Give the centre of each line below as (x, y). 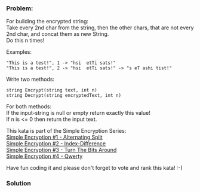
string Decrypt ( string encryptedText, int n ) (64, 96)
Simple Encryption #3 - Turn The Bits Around (61, 150)
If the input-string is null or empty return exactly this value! (78, 113)
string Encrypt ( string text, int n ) (52, 90)
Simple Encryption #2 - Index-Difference (56, 144)
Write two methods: (30, 80)
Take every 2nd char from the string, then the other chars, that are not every (100, 28)
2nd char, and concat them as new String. (58, 34)
